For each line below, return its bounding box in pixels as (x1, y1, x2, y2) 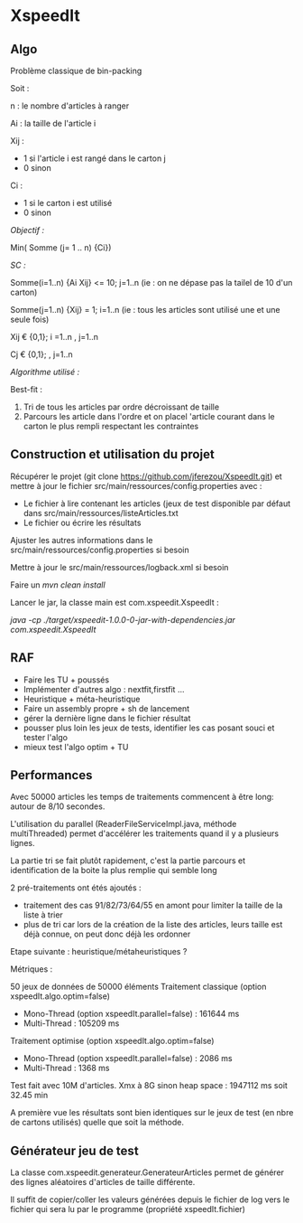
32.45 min (10, 1090, 49, 1101)
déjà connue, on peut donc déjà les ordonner (23, 928, 191, 940)
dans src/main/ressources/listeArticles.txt (23, 507, 179, 518)
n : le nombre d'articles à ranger (10, 100, 130, 111)
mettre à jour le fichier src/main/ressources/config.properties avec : (10, 480, 262, 491)
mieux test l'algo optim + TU (23, 741, 129, 752)
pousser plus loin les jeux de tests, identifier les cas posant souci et (23, 722, 275, 733)
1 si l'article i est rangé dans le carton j (23, 153, 166, 164)
